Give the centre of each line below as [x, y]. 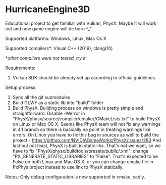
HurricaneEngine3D [48, 9]
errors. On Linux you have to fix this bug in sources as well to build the [86, 134]
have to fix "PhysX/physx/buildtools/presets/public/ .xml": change [80, 151]
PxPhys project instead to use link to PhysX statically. [68, 167]
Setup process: [21, 87]
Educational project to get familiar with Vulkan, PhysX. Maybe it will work [81, 23]
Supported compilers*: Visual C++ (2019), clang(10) [59, 48]
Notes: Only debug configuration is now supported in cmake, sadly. [75, 177]
